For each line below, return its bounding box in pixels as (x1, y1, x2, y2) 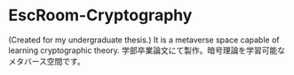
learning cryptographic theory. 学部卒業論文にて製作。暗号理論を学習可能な (8, 45, 286, 56)
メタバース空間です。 (8, 56, 85, 66)
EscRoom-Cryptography (8, 5, 193, 26)
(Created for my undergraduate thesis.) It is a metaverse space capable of (8, 34, 280, 45)
